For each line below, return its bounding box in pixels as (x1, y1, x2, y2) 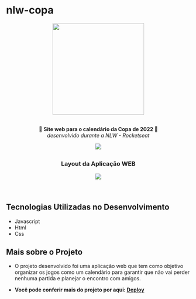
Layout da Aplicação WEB (61, 160, 136, 168)
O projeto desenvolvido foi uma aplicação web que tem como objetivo (14, 263, 184, 270)
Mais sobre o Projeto (6, 247, 83, 257)
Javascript (14, 218, 40, 225)
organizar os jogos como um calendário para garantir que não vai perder (14, 269, 190, 276)
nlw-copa (6, 4, 54, 17)
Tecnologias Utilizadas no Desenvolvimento (6, 202, 170, 212)
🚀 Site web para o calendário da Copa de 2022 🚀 (39, 125, 158, 132)
